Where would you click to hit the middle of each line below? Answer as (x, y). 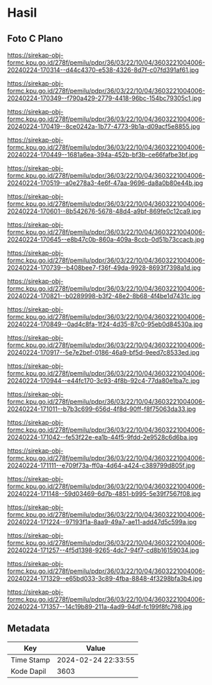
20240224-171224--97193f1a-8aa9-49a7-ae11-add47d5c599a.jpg (102, 522)
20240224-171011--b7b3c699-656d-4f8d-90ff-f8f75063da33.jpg (101, 409)
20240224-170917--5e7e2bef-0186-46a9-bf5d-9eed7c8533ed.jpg (104, 352)
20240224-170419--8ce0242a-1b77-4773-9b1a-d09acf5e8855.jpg (104, 126)
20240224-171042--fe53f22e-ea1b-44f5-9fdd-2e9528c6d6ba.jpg (103, 437)
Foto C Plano (35, 39)
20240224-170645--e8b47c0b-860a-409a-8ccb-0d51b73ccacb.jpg (106, 239)
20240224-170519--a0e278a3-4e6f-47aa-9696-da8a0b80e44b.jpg (105, 183)
